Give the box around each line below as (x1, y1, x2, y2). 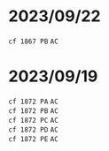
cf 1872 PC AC (8, 116, 58, 125)
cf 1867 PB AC (8, 37, 58, 46)
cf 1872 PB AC (8, 106, 58, 116)
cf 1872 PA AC (8, 97, 58, 106)
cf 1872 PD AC (8, 125, 58, 134)
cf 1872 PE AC (8, 134, 58, 143)
